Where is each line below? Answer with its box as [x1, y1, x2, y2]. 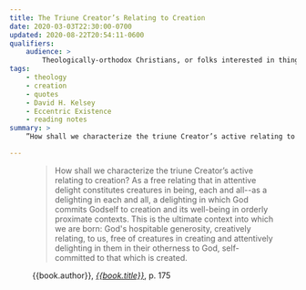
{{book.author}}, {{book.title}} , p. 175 [32, 270, 171, 281]
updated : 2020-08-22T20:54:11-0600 [9, 30, 145, 39]
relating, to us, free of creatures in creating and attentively [54, 233, 273, 243]
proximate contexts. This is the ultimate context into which [54, 213, 274, 224]
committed [54, 252, 96, 263]
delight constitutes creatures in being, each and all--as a [54, 184, 268, 195]
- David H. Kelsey [25, 98, 96, 108]
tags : [9, 65, 30, 74]
